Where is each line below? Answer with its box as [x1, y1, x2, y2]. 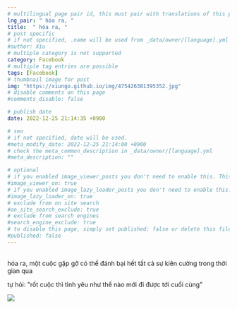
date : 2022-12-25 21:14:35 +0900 [7, 115, 106, 122]
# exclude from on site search [7, 199, 99, 207]
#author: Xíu [7, 43, 46, 50]
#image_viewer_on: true [7, 180, 78, 187]
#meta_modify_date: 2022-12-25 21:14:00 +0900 [7, 140, 147, 148]
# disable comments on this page [7, 89, 106, 96]
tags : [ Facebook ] [7, 69, 59, 76]
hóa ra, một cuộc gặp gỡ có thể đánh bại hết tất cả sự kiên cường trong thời [7, 259, 227, 267]
